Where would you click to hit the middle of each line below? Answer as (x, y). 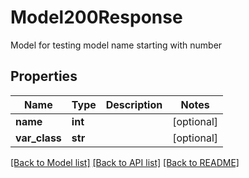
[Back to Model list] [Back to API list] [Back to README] (125, 162)
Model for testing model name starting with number (116, 45)
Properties (44, 76)
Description (134, 104)
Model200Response (96, 17)
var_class (38, 138)
